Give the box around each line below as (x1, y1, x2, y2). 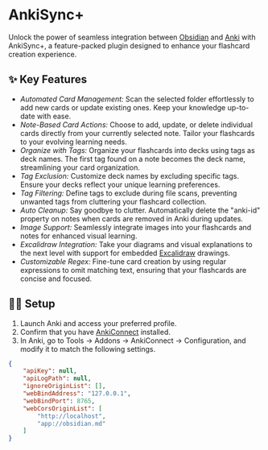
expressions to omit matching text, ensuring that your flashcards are (19, 265, 247, 275)
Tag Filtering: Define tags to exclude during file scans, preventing (19, 188, 237, 198)
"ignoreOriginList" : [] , (23, 382, 106, 390)
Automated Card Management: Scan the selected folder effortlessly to (19, 94, 255, 104)
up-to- (227, 102, 249, 112)
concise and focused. (19, 274, 93, 283)
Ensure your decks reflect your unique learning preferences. (19, 180, 221, 189)
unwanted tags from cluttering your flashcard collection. (19, 196, 207, 206)
